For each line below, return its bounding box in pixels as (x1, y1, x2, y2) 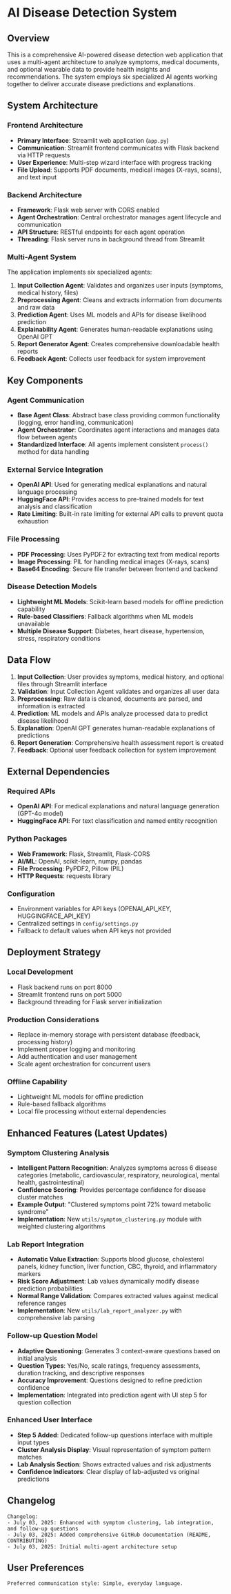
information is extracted (17, 701, 86, 710)
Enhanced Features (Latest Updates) (7, 1127, 168, 1139)
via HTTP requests (17, 150, 70, 159)
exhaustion (17, 517, 49, 526)
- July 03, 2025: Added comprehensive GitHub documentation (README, (7, 1531, 212, 1538)
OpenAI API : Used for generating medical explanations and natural (17, 481, 207, 489)
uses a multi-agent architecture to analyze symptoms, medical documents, (7, 58, 219, 66)
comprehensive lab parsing (17, 1314, 95, 1322)
